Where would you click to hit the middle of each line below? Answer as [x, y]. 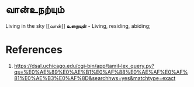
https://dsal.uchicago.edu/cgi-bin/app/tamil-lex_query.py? [84, 66]
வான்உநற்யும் [35, 10]
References [34, 50]
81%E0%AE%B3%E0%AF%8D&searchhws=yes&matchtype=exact [95, 78]
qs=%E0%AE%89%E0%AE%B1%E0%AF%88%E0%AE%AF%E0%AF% [101, 72]
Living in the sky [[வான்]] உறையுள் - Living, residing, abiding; [78, 26]
